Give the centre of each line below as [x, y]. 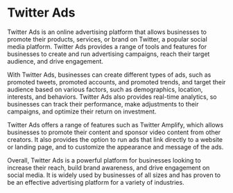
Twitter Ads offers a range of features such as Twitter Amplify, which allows [115, 125]
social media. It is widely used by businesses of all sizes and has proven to [114, 175]
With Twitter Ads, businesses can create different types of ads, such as [109, 75]
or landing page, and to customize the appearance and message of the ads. [115, 147]
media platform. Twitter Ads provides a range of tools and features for [107, 46]
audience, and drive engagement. [55, 61]
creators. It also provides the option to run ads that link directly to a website [115, 139]
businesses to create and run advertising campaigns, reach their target [109, 54]
